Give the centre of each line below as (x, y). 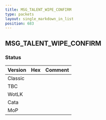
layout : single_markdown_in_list (39, 19)
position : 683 (20, 23)
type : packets (20, 14)
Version (17, 70)
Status (13, 57)
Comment (57, 70)
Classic (16, 78)
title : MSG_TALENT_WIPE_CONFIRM (38, 10)
